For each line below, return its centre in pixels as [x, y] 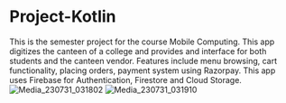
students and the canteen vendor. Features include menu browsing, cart [143, 61]
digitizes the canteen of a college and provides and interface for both [138, 51]
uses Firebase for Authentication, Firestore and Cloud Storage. [125, 80]
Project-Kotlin [63, 17]
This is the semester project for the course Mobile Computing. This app [142, 42]
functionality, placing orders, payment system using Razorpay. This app [143, 70]
